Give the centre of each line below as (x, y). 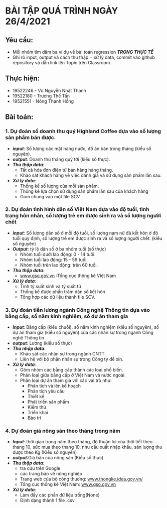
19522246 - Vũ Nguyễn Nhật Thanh (49, 90)
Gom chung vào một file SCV (50, 196)
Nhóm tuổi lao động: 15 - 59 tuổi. (54, 260)
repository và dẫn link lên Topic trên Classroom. (62, 62)
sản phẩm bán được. (31, 138)
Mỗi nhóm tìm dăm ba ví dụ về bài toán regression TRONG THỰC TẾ (83, 52)
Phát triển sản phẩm (48, 402)
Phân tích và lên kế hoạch (54, 386)
